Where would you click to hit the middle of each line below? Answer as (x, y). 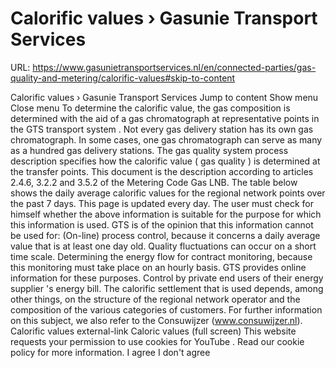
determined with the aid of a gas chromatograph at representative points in (165, 118)
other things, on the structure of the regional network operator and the (155, 299)
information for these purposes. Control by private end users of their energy (167, 278)
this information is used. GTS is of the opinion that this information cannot (162, 224)
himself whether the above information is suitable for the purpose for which (166, 214)
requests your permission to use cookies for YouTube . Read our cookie (157, 341)
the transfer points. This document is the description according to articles (162, 171)
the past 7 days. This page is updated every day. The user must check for (162, 203)
